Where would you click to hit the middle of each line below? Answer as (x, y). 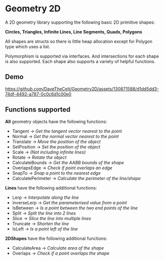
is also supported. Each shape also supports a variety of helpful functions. (80, 61)
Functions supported (38, 110)
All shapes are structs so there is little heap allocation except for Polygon (79, 41)
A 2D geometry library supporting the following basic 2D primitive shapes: (80, 22)
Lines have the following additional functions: (51, 187)
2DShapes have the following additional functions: (56, 238)
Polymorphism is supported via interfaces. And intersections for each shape (82, 56)
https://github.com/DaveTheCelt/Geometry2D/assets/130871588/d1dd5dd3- (82, 89)
